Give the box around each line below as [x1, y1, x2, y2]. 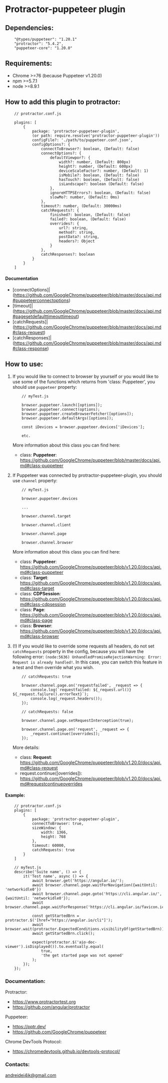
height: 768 [40, 834, 66, 839]
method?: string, [58, 230, 95, 235]
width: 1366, [40, 830, 68, 835]
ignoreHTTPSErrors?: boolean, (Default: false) [49, 190, 151, 195]
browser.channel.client [21, 522, 71, 527]
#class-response [12, 345, 47, 351]
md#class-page [19, 617, 53, 623]
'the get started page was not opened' [40, 953, 124, 958]
